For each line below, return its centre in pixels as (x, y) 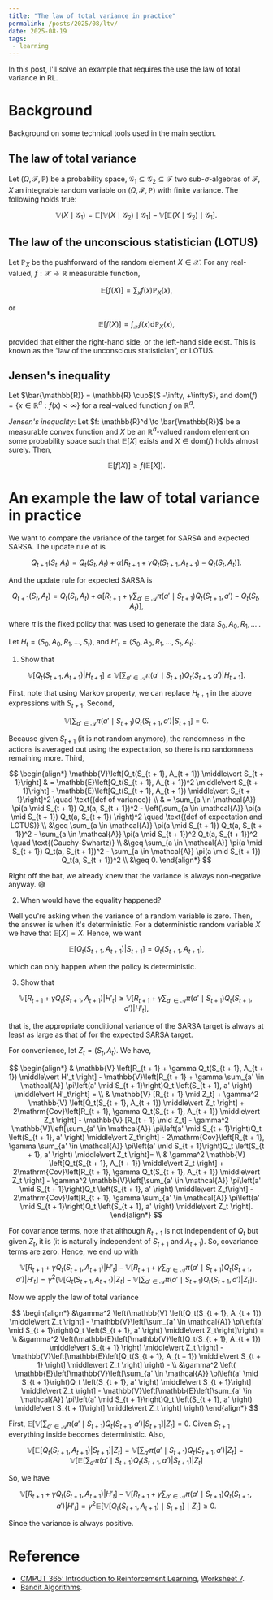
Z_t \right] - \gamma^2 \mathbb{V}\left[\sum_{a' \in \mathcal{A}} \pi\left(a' (136, 1180)
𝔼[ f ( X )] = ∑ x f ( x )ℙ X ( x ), (136, 291)
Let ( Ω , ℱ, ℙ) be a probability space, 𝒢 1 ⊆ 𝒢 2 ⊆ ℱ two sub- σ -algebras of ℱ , (134, 180)
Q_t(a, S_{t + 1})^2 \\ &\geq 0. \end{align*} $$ (136, 860)
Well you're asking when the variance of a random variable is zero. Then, (131, 916)
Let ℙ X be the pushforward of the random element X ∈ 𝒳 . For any (119, 263)
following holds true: (43, 199)
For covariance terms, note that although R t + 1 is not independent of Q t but (133, 1231)
